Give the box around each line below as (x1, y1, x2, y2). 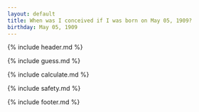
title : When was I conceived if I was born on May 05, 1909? (7, 17, 193, 24)
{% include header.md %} (7, 43, 83, 52)
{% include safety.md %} (7, 84, 81, 93)
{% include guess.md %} (7, 57, 80, 65)
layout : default (7, 10, 55, 18)
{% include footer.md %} (7, 98, 80, 106)
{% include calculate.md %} (7, 70, 90, 79)
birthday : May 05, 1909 (7, 23, 78, 30)
